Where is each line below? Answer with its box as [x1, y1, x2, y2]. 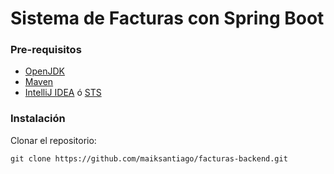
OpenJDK [24, 65, 66, 77]
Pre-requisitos [10, 43, 82, 57]
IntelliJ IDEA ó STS [24, 87, 102, 99]
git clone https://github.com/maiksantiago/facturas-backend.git [10, 153, 288, 164]
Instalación [10, 112, 66, 126]
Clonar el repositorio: [10, 134, 97, 146]
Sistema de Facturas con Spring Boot [10, 7, 325, 30]
